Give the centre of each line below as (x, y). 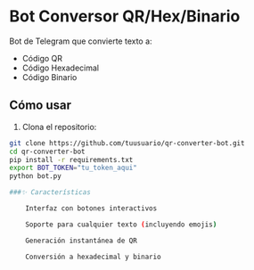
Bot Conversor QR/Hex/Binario (125, 16)
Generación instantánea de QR (82, 241)
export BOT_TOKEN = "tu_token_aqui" (74, 168)
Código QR (42, 58)
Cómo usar (41, 106)
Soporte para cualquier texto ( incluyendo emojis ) (121, 225)
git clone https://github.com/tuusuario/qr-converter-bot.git (127, 143)
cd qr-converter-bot (48, 151)
